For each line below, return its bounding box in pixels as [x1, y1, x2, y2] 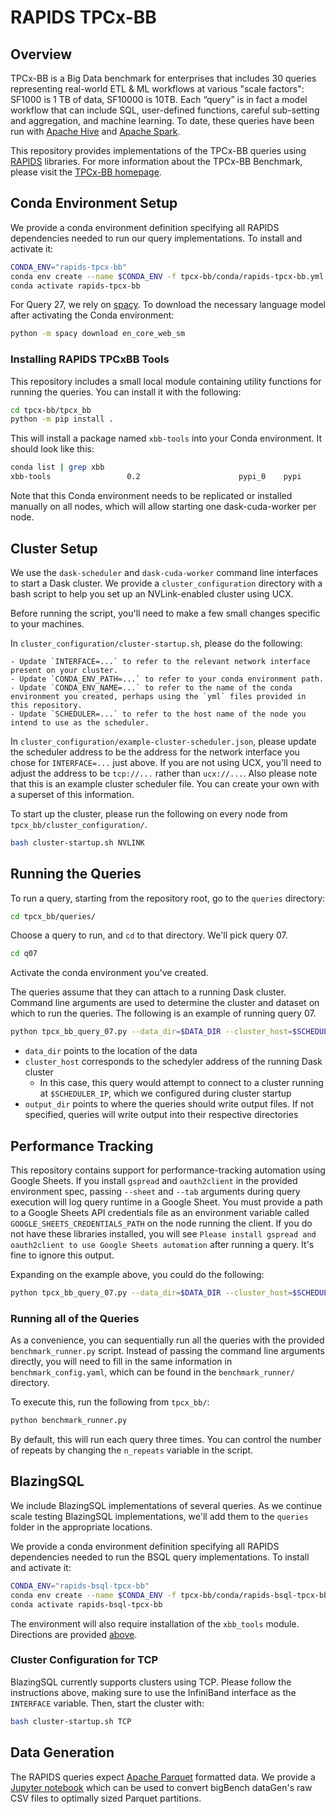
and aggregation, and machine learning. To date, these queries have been [10, 115, 315, 126]
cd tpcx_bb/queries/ [10, 911, 97, 921]
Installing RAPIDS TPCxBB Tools [10, 352, 170, 366]
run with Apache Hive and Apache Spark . [10, 126, 181, 137]
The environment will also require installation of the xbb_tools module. [10, 1617, 300, 1630]
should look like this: [10, 443, 95, 455]
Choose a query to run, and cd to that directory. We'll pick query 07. [10, 929, 288, 941]
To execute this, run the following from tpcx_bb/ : [10, 1396, 210, 1408]
